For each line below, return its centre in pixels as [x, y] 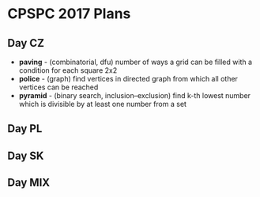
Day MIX [29, 183]
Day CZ [26, 43]
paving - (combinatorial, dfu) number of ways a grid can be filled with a [136, 62]
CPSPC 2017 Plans [69, 14]
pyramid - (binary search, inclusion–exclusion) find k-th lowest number [134, 95]
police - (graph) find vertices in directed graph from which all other [128, 79]
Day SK [26, 155]
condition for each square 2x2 [68, 70]
